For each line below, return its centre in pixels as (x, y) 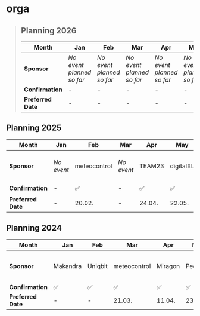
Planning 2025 (34, 128)
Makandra (68, 266)
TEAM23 (152, 166)
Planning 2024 (34, 228)
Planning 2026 (49, 31)
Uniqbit (98, 266)
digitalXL (182, 166)
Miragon (168, 266)
